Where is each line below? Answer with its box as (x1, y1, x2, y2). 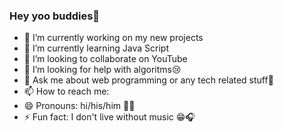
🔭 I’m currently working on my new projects (23, 32, 204, 44)
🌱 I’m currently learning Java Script (23, 42, 169, 54)
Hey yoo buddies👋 (9, 9, 101, 23)
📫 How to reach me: (23, 85, 110, 98)
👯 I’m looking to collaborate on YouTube (23, 53, 188, 65)
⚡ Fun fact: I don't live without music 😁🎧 (23, 111, 196, 123)
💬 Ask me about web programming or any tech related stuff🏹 (23, 74, 274, 86)
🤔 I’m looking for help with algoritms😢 (23, 64, 182, 76)
